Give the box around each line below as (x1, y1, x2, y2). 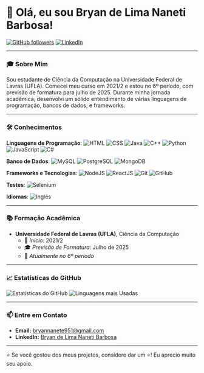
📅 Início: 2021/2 (24, 237, 64, 244)
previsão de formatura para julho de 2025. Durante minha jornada (6, 89, 171, 96)
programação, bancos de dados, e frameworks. (6, 102, 126, 109)
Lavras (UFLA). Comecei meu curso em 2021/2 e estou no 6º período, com (6, 82, 194, 90)
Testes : (6, 181, 25, 188)
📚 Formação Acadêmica (6, 214, 81, 223)
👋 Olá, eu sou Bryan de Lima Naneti (6, 5, 186, 19)
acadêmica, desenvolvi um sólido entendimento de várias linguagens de (6, 96, 187, 103)
